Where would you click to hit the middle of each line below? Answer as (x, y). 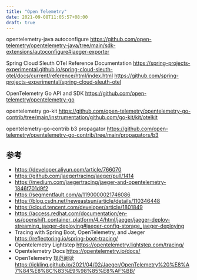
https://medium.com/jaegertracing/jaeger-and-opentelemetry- (90, 182)
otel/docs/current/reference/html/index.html (60, 76)
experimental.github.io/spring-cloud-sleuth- (59, 70)
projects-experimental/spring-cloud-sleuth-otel (64, 82)
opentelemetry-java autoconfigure (48, 39)
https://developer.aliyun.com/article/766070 (68, 170)
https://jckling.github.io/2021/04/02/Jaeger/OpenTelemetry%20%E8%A (102, 265)
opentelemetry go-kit (32, 111)
